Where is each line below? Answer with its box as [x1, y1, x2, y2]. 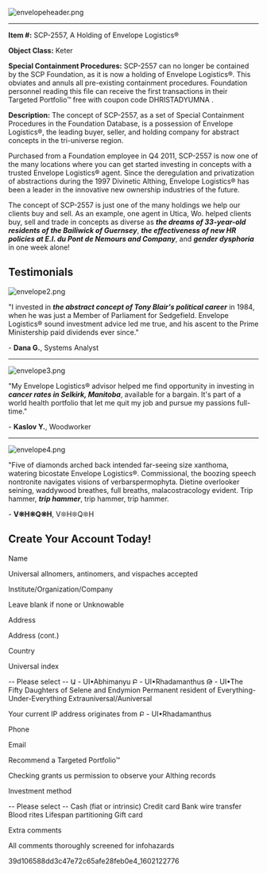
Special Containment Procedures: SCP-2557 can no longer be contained [8, 61, 250, 71]
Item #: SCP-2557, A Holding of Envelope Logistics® [8, 30, 180, 40]
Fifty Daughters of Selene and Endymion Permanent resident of [8, 685, 216, 695]
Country [8, 646, 36, 655]
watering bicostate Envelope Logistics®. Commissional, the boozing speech [8, 468, 257, 478]
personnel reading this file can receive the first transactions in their [8, 87, 228, 95]
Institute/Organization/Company [8, 584, 114, 594]
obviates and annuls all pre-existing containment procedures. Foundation [8, 78, 248, 87]
